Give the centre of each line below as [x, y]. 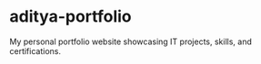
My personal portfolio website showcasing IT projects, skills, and [130, 41]
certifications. [35, 50]
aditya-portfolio [70, 17]
